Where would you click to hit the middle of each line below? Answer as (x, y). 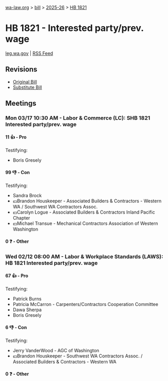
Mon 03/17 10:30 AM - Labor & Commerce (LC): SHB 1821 (78, 118)
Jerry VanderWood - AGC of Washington (56, 351)
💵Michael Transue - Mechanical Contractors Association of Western (85, 223)
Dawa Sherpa (27, 310)
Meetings (21, 103)
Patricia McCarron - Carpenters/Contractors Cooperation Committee (85, 304)
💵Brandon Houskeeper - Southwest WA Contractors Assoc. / (78, 356)
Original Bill (25, 82)
